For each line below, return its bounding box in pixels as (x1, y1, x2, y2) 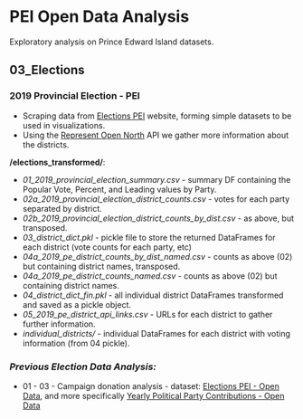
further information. (22, 319, 97, 329)
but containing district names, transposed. (22, 261, 181, 271)
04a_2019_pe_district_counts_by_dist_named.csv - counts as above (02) (22, 251, 293, 262)
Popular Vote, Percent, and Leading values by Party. (22, 184, 217, 195)
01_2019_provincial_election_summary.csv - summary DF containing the (22, 174, 291, 185)
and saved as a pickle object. (22, 299, 132, 309)
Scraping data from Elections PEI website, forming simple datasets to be (22, 110, 292, 121)
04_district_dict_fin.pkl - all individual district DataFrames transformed (22, 290, 284, 300)
